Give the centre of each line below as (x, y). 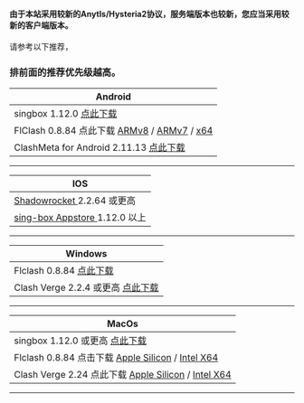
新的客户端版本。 (41, 25)
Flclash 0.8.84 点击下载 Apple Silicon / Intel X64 (116, 357)
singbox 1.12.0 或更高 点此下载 (81, 341)
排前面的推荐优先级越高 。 (65, 72)
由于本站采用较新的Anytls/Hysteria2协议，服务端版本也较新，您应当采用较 (149, 14)
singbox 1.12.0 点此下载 (66, 113)
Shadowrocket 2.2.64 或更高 (75, 201)
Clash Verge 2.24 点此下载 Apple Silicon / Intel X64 (123, 374)
